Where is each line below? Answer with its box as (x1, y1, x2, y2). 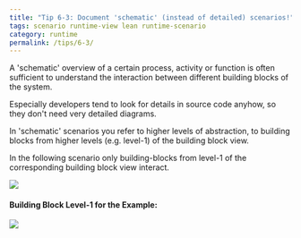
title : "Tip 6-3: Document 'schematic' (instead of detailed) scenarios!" (9, 13, 295, 22)
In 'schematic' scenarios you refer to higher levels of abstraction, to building (9, 126, 291, 137)
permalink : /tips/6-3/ (9, 38, 94, 47)
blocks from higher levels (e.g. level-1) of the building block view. (9, 135, 249, 146)
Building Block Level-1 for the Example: (9, 199, 159, 210)
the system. (9, 81, 53, 92)
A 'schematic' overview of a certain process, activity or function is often (9, 63, 275, 73)
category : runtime (9, 30, 78, 38)
